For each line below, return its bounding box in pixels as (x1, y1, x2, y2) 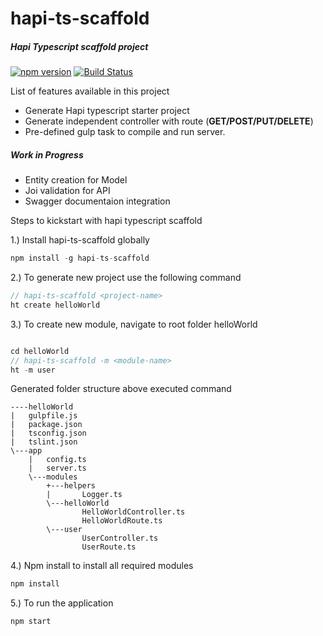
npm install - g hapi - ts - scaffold (10, 253, 150, 264)
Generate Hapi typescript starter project (24, 105, 190, 117)
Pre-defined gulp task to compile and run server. (24, 126, 226, 138)
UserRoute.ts (81, 542, 137, 552)
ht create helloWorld (10, 300, 101, 310)
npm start (10, 617, 52, 627)
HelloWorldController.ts (81, 507, 186, 517)
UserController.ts (81, 533, 159, 544)
